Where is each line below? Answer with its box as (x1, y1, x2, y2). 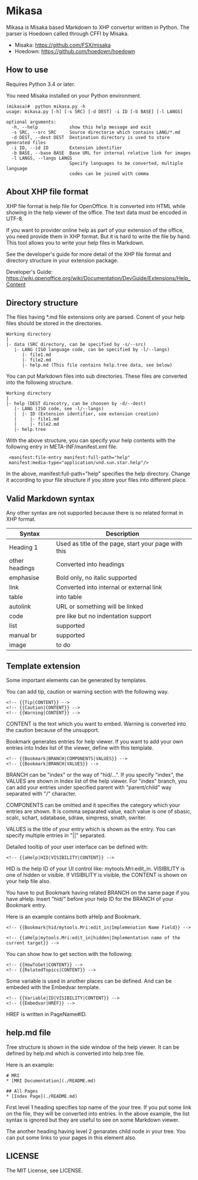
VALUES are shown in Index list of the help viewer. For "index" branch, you (6, 777, 187, 784)
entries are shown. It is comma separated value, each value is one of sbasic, (6, 808, 192, 815)
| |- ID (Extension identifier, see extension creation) (14, 411, 160, 417)
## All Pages (6, 1088, 38, 1094)
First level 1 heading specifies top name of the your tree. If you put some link (6, 1104, 192, 1111)
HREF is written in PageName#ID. (6, 1011, 87, 1017)
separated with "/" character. (6, 790, 77, 797)
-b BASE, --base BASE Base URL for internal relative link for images (11, 150, 192, 156)
